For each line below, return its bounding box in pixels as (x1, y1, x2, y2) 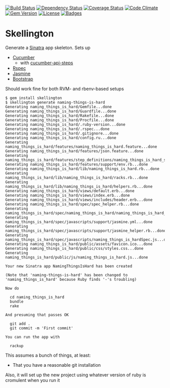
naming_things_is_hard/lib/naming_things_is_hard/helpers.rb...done (5, 184, 153, 189)
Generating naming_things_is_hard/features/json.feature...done (5, 148, 144, 154)
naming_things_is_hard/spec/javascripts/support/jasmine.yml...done (5, 219, 153, 225)
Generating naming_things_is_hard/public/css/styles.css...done (5, 246, 144, 251)
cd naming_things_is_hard (10, 294, 65, 299)
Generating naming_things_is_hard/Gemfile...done (5, 104, 112, 109)
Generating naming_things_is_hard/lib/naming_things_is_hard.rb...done (5, 166, 159, 171)
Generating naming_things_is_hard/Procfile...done (5, 117, 114, 122)
